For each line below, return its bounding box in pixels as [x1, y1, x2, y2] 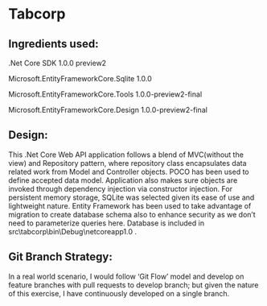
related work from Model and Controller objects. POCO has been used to [8, 167, 249, 176]
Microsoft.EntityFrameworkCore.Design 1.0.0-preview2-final [8, 105, 207, 114]
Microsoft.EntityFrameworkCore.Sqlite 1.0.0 [8, 74, 153, 83]
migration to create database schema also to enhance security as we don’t [8, 209, 256, 219]
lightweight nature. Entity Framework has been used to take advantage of [8, 201, 252, 210]
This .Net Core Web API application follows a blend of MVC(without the [8, 150, 244, 159]
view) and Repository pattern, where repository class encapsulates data [8, 158, 247, 167]
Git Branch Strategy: [8, 250, 113, 264]
